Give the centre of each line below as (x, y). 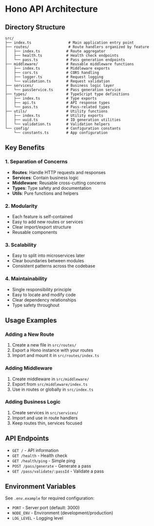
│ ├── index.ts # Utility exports (54, 116)
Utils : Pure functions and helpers (45, 193)
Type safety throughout (36, 305)
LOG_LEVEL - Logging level (38, 518)
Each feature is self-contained (42, 216)
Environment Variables (40, 487)
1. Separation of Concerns (37, 162)
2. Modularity (21, 206)
